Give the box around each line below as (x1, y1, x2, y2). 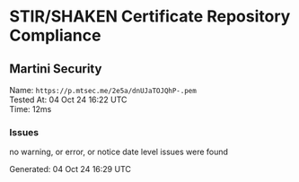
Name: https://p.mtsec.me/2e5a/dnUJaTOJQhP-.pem (9, 85, 198, 95)
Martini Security (9, 61, 102, 76)
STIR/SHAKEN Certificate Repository (9, 6, 291, 27)
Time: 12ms (9, 104, 52, 114)
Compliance (9, 25, 101, 46)
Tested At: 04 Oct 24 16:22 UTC (9, 94, 128, 105)
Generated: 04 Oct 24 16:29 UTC (9, 164, 132, 175)
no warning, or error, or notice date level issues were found (9, 146, 229, 158)
